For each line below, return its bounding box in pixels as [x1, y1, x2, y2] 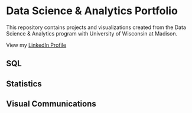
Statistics [6, 79, 43, 89]
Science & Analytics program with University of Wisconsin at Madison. [6, 30, 178, 37]
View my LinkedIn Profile [6, 41, 67, 49]
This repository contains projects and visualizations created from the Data [6, 24, 186, 31]
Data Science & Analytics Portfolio [6, 4, 178, 18]
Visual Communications [6, 99, 96, 109]
